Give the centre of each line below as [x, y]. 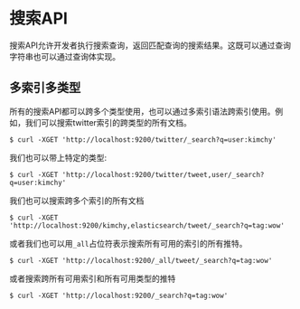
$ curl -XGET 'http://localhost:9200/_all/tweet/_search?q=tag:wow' [141, 260]
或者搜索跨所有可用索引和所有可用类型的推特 [93, 278]
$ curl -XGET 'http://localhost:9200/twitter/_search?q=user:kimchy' [143, 140]
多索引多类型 [45, 88]
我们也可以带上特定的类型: [58, 157]
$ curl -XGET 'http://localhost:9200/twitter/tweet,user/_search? [137, 174]
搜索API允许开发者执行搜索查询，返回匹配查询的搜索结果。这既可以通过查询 [150, 45]
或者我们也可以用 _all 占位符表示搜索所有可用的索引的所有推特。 [128, 243]
